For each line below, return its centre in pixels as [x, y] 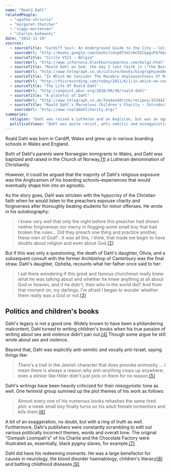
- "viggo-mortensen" [32, 29]
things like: [17, 355]
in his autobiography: [27, 211]
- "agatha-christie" [32, 19]
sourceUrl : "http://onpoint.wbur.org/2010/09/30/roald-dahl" [80, 91]
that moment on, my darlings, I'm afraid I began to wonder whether [88, 290]
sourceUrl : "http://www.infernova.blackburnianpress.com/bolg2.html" [90, 62]
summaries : [17, 115]
